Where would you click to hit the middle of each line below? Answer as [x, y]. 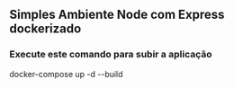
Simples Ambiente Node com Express [117, 15]
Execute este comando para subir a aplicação [111, 55]
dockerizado [45, 29]
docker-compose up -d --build [66, 74]
